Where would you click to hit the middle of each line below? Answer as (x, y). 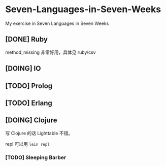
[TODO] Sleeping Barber (36, 157)
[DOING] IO (23, 69)
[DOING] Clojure (31, 120)
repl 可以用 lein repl (27, 144)
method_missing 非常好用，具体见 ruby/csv (51, 52)
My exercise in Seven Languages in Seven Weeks (57, 23)
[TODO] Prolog (29, 86)
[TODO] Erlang (29, 103)
